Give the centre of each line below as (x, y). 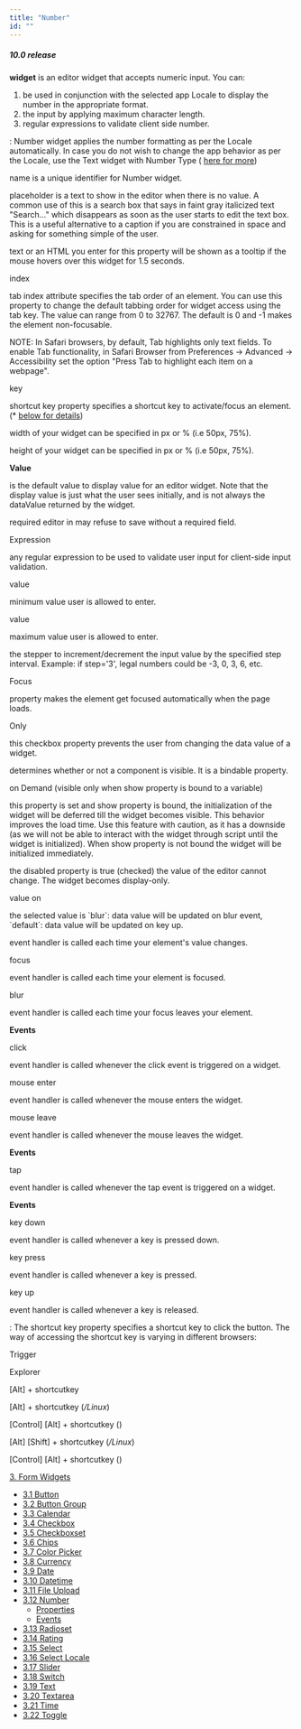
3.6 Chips (40, 1543)
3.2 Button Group (55, 1504)
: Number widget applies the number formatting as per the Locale (131, 142)
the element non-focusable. (61, 325)
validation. (28, 567)
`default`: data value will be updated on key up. (96, 925)
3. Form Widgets (40, 1477)
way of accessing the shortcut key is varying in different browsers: (133, 1337)
